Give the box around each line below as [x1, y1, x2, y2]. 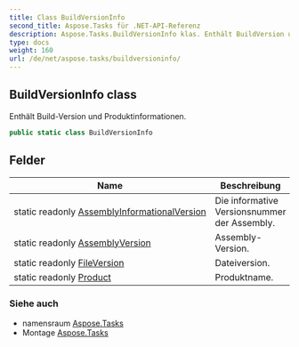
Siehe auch [9, 297, 60, 310]
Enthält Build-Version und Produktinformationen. [9, 110, 187, 121]
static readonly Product [13, 270, 111, 283]
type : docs [9, 37, 50, 47]
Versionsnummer [214, 206, 287, 218]
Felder [9, 153, 46, 168]
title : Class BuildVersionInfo [9, 12, 125, 22]
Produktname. [214, 270, 274, 283]
